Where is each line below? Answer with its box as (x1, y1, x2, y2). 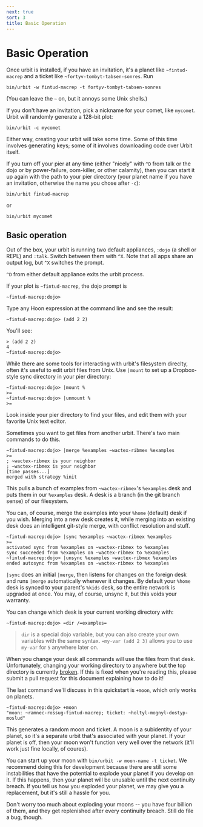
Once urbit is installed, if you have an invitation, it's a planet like (6, 66, 165, 73)
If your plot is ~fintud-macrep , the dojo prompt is (6, 282, 127, 290)
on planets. (6, 693, 35, 700)
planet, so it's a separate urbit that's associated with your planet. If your (6, 732, 186, 740)
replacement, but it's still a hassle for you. (6, 789, 111, 797)
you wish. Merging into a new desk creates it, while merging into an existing (6, 516, 196, 523)
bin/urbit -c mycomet (6, 125, 61, 131)
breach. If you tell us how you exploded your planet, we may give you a (6, 783, 184, 790)
